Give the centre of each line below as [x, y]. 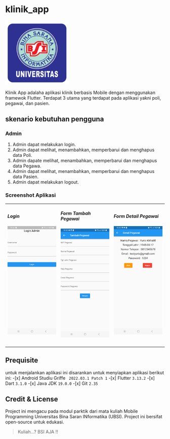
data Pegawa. [27, 166]
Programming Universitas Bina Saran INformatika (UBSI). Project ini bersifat [84, 417]
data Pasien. [26, 177]
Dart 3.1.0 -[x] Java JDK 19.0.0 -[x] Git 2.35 [52, 383]
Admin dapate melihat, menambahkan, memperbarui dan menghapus [85, 161]
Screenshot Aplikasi [31, 195]
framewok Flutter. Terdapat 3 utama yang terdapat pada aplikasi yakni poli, [83, 98]
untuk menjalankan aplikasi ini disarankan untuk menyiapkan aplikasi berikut [85, 372]
